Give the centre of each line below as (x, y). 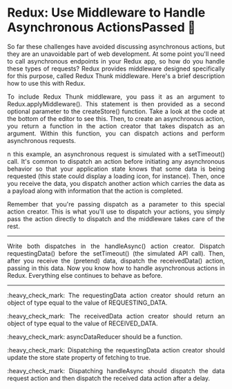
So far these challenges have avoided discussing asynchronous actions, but (116, 46)
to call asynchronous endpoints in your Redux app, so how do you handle (116, 61)
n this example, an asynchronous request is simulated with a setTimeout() (116, 154)
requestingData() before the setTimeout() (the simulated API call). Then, (116, 253)
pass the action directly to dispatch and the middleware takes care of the (116, 218)
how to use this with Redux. (47, 83)
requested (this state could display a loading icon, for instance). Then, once (116, 176)
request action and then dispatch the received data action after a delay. (109, 378)
